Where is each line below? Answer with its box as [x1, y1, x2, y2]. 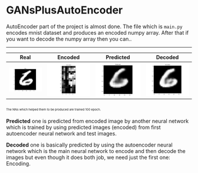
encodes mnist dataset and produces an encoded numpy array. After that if [6, 29, 189, 36]
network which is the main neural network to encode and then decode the [6, 148, 186, 155]
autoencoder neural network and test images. [6, 130, 117, 137]
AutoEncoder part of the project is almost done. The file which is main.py [6, 23, 183, 30]
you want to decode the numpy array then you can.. [6, 35, 132, 42]
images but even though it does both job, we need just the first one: [6, 154, 171, 161]
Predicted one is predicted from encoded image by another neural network [6, 118, 189, 125]
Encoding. [6, 160, 31, 167]
